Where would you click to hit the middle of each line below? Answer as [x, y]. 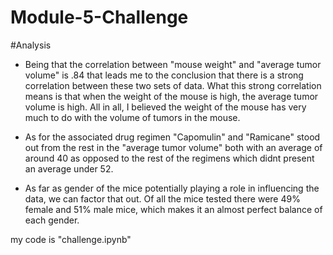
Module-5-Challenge [99, 17]
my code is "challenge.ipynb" [71, 239]
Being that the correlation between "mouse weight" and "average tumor [173, 64]
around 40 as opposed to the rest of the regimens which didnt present [169, 158]
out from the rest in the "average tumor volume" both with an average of [173, 147]
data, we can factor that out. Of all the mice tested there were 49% [162, 198]
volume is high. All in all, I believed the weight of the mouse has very [165, 107]
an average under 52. [69, 168]
